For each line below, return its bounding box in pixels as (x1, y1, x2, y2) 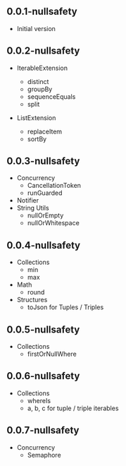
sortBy (27, 134, 47, 143)
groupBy (27, 85, 53, 93)
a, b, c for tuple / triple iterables (27, 404, 119, 412)
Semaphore (27, 450, 61, 459)
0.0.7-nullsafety (6, 424, 80, 436)
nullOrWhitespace (27, 219, 80, 227)
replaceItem (27, 127, 63, 136)
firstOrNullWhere (27, 349, 77, 359)
